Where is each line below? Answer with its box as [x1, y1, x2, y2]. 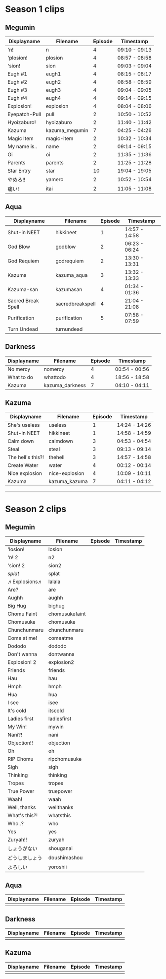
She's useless [7, 422, 40, 429]
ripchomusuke [48, 756, 82, 763]
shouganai [48, 845, 73, 852]
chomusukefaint [48, 610, 86, 617]
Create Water [7, 462, 39, 469]
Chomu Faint [7, 610, 38, 617]
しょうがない [7, 845, 38, 852]
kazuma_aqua [55, 271, 88, 278]
